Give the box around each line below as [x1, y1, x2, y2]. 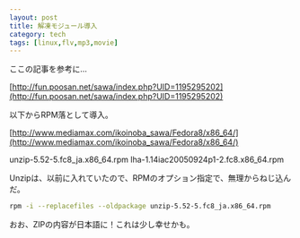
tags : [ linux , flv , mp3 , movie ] [9, 38, 119, 47]
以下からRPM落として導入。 [9, 109, 114, 121]
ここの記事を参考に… [9, 64, 88, 74]
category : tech [9, 30, 66, 38]
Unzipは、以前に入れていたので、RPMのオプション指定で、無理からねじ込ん [9, 173, 292, 183]
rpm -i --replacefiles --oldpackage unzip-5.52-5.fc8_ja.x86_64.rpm [9, 202, 271, 211]
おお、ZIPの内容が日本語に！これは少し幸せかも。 [9, 219, 195, 230]
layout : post [9, 13, 58, 22]
